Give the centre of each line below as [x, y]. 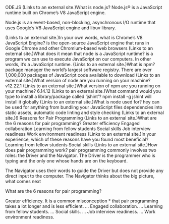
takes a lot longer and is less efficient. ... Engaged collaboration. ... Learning [84, 206]
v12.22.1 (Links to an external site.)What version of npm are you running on [83, 86]
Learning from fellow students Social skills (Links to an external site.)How [81, 145]
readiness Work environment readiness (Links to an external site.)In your [81, 134]
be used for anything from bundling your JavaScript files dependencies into [84, 107]
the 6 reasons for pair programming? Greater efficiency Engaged [72, 123]
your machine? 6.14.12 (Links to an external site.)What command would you [83, 91]
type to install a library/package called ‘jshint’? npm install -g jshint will [78, 96]
